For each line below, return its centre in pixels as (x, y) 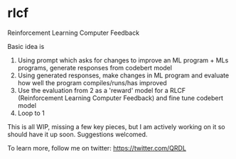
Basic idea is (26, 46)
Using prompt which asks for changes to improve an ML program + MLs (123, 60)
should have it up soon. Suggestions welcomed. (77, 134)
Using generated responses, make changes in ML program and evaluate (123, 75)
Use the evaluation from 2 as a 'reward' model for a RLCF (102, 90)
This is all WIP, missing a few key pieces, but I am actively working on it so (116, 126)
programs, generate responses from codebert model (95, 67)
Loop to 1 (31, 113)
